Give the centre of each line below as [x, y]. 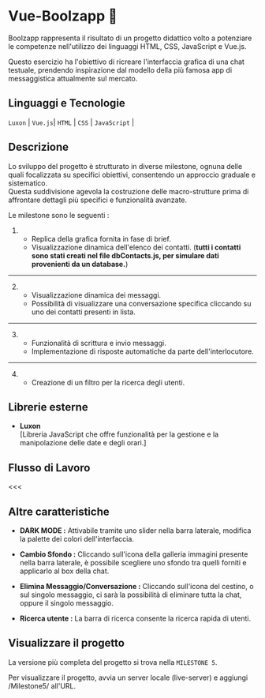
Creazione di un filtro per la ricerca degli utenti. [108, 382]
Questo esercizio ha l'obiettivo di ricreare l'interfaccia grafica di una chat [126, 62]
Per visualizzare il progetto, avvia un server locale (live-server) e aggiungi [128, 677]
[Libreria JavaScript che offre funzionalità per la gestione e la [119, 434]
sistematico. [28, 183]
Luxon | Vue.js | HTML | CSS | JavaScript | [71, 122]
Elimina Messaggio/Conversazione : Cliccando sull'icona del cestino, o [136, 586]
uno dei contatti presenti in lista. [84, 312]
